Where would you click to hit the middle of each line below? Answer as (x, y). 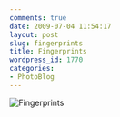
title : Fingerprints (49, 52)
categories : (32, 69)
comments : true (38, 18)
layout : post (34, 34)
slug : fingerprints (46, 43)
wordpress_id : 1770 (46, 60)
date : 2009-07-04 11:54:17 (60, 26)
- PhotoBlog (32, 77)
